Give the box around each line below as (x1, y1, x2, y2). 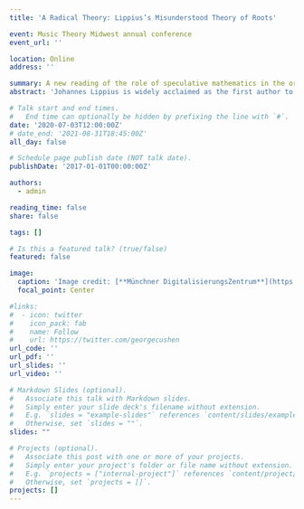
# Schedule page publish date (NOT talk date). (9, 154, 193, 163)
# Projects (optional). (9, 444, 100, 453)
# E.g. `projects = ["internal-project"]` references (9, 469, 224, 478)
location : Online (9, 54, 75, 63)
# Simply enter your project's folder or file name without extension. (9, 460, 294, 470)
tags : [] (9, 228, 43, 237)
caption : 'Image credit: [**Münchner (17, 278, 160, 287)
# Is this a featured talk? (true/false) (9, 244, 168, 253)
